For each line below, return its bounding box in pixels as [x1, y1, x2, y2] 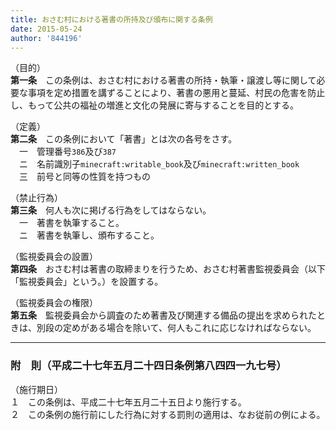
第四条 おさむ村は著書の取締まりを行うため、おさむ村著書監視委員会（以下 [10, 263, 326, 275]
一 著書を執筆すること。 [18, 217, 125, 229]
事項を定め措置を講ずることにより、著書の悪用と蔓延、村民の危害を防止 [27, 87, 326, 99]
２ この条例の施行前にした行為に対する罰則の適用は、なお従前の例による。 [10, 408, 326, 420]
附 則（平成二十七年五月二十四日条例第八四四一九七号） [10, 359, 287, 373]
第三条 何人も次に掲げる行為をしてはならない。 [10, 204, 212, 216]
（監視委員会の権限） [10, 297, 98, 309]
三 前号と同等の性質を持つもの [18, 171, 151, 183]
